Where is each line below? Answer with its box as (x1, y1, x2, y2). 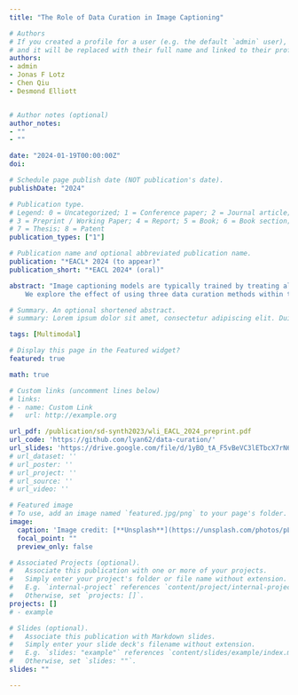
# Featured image (9, 501, 74, 510)
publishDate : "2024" (9, 184, 86, 193)
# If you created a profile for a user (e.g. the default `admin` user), (9, 37, 288, 46)
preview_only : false (17, 542, 93, 551)
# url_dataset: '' (9, 452, 77, 461)
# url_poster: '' (9, 460, 74, 469)
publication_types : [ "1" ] (9, 233, 105, 242)
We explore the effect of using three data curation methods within (25, 289, 284, 298)
